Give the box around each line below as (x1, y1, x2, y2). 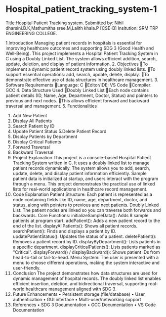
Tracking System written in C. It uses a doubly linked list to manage (12, 160, 150, 166)
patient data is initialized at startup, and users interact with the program (12, 176, 159, 181)
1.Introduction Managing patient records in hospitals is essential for (5, 40, 142, 45)
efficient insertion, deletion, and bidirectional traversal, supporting (12, 280, 147, 286)
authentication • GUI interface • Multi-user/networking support (12, 296, 141, 302)
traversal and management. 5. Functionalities (5, 103, 97, 109)
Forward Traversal (12, 144, 50, 150)
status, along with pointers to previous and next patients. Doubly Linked (12, 202, 159, 208)
